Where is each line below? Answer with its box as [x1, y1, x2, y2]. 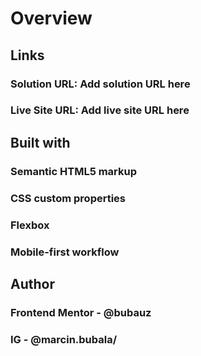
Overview [10, 7, 93, 30]
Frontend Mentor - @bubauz [10, 305, 152, 319]
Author [10, 275, 55, 292]
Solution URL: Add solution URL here [10, 77, 191, 91]
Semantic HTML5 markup [10, 164, 138, 178]
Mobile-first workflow [10, 245, 120, 259]
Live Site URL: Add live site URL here [10, 103, 190, 117]
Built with [10, 134, 71, 151]
